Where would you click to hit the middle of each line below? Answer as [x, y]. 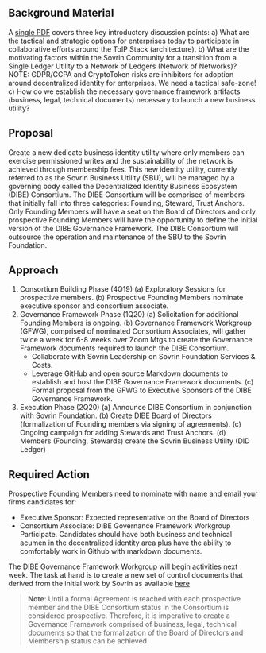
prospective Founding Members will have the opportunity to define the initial [133, 220]
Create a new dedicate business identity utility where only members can [126, 152]
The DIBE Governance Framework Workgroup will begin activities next [123, 566]
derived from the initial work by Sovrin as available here [99, 584]
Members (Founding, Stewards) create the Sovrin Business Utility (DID [135, 441]
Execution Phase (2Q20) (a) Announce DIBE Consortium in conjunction [135, 408]
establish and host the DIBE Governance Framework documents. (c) [143, 382]
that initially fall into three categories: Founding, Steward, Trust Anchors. [126, 203]
